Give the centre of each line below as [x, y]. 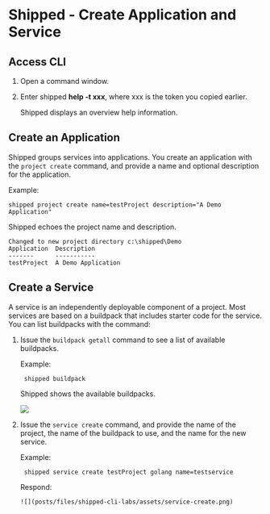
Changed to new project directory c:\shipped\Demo [95, 241]
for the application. [39, 174]
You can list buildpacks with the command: [79, 324]
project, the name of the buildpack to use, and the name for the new [133, 433]
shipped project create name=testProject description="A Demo [115, 205]
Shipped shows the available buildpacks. [87, 394]
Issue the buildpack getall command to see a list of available [123, 340]
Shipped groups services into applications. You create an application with [130, 157]
